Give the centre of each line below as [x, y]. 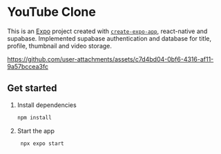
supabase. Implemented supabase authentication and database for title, [109, 38]
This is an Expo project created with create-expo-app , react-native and [107, 31]
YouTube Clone [52, 12]
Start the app [36, 131]
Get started [32, 88]
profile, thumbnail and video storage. [60, 46]
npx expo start [42, 143]
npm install [34, 117]
